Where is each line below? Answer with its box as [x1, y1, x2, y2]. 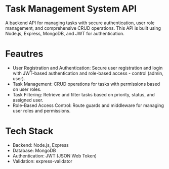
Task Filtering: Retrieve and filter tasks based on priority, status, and [12, 91, 155, 97]
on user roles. [12, 86, 41, 92]
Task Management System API [5, 3, 137, 15]
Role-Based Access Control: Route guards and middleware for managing [12, 102, 164, 108]
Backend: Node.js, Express [12, 142, 69, 148]
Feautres [5, 48, 44, 60]
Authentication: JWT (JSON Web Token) [12, 152, 97, 159]
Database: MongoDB [12, 147, 56, 153]
